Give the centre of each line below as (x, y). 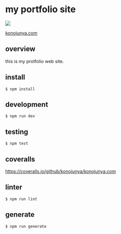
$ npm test (17, 143)
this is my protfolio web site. (35, 61)
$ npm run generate (26, 226)
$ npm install (20, 89)
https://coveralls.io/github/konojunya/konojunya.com (60, 171)
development (27, 105)
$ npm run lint (21, 199)
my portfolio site (41, 9)
